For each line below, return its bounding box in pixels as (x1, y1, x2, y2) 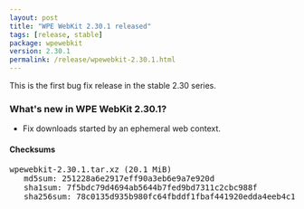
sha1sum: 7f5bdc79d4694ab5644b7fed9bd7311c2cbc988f (24, 182, 258, 193)
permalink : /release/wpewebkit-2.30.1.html (9, 55, 176, 64)
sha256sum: (24, 191, 72, 202)
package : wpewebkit (9, 38, 83, 48)
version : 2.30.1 (9, 47, 71, 56)
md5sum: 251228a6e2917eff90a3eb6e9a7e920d (24, 173, 215, 184)
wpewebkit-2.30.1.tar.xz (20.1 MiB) (9, 164, 172, 175)
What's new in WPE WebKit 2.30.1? (9, 102, 167, 115)
